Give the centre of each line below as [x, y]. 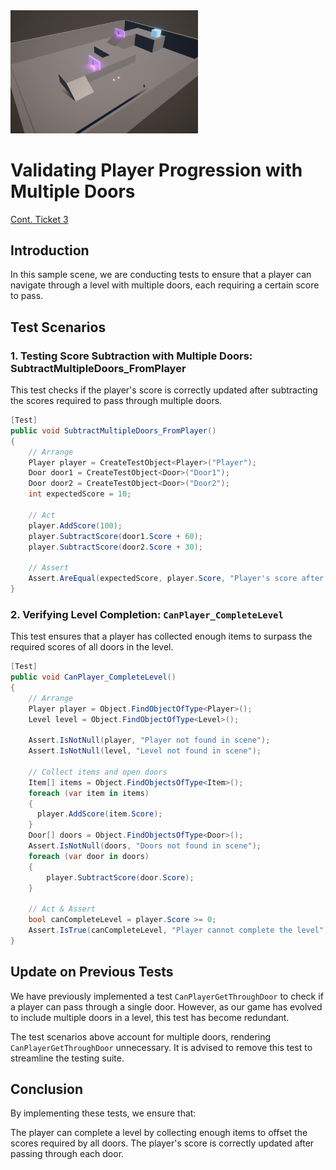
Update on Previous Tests [92, 972]
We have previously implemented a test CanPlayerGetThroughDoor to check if [167, 996]
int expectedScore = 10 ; [80, 494]
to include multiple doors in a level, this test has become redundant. [150, 1017]
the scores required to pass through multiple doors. [116, 401]
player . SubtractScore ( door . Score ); [120, 877]
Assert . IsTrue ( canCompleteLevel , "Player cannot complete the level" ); [180, 930]
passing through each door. [67, 1154]
